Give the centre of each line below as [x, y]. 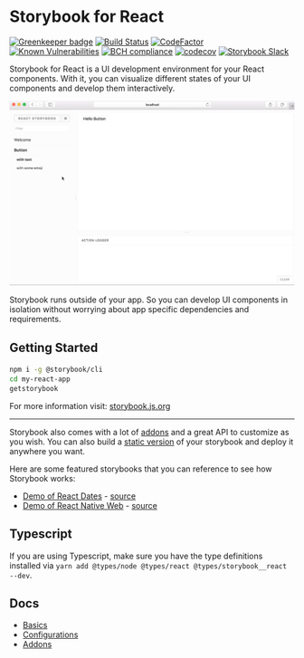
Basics [35, 625]
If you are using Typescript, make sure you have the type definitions [136, 556]
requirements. [35, 319]
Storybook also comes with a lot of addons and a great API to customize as [149, 432]
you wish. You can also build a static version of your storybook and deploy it [152, 442]
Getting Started [54, 347]
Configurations [50, 634]
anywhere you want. [47, 451]
